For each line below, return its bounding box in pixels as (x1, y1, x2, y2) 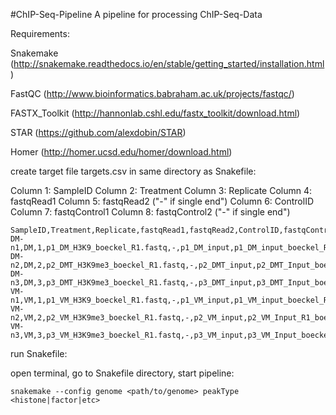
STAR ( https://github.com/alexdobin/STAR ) (10, 127, 187, 138)
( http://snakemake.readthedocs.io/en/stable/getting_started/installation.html (10, 58, 325, 69)
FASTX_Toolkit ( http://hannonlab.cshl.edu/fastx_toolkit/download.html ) (10, 107, 301, 119)
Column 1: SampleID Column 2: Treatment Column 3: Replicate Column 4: (10, 185, 313, 196)
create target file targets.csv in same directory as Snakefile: (10, 165, 257, 177)
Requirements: (10, 28, 70, 39)
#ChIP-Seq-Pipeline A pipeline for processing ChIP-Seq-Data (10, 9, 263, 20)
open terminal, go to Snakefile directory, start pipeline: (10, 367, 235, 379)
